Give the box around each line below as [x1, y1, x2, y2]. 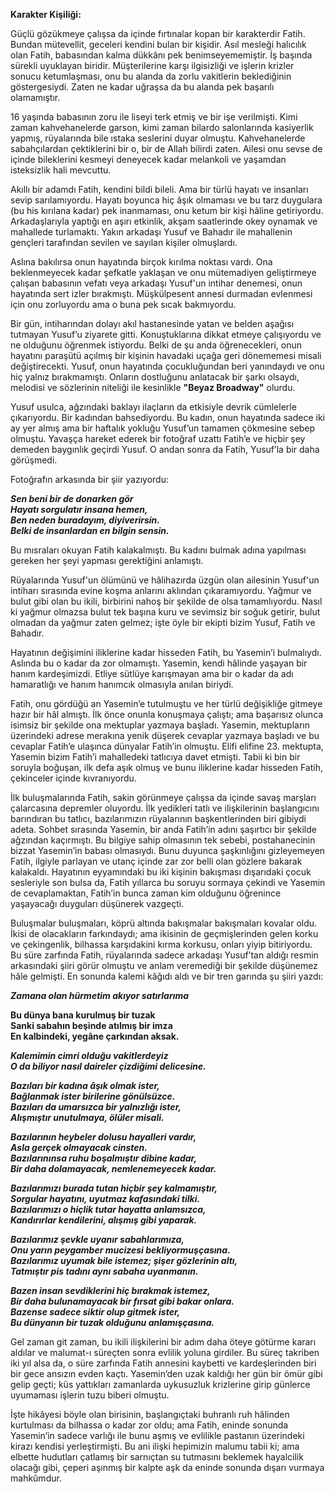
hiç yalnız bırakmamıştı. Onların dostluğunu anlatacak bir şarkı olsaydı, [10, 371, 300, 383]
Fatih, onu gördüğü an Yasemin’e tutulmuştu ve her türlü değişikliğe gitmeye [10, 698, 323, 709]
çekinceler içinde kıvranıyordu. [10, 772, 137, 784]
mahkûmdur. [10, 1472, 62, 1484]
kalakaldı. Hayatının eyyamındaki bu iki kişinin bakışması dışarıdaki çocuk [10, 866, 312, 878]
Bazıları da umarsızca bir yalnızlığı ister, [10, 1101, 182, 1113]
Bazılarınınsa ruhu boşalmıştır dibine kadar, [10, 1152, 198, 1164]
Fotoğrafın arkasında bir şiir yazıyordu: [10, 474, 170, 485]
